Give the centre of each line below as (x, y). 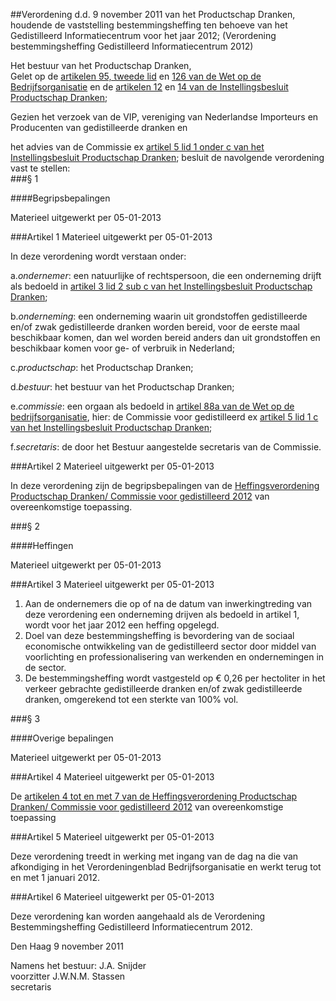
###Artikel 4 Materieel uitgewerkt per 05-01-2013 (112, 777)
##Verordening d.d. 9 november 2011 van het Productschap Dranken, (153, 14)
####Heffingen (42, 545)
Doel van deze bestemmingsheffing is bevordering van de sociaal (159, 635)
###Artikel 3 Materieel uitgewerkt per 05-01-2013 (112, 584)
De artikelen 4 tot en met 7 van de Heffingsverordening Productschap (154, 796)
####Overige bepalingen (62, 738)
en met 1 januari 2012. (55, 877)
